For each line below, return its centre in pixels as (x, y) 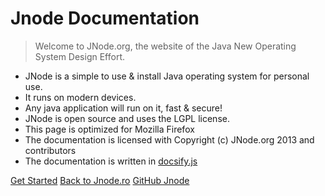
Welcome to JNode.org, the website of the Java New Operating (165, 46)
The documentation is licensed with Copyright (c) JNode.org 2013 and (169, 139)
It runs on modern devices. (80, 97)
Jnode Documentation (105, 18)
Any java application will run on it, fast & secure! (123, 108)
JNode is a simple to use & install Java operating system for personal (167, 76)
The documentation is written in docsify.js (111, 161)
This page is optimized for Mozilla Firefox (109, 129)
